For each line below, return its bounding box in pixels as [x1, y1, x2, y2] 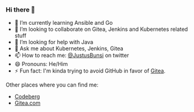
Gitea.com [14, 99, 41, 107]
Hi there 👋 [5, 5, 36, 14]
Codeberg [14, 93, 40, 100]
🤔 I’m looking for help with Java [14, 39, 94, 46]
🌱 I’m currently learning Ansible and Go [14, 19, 113, 27]
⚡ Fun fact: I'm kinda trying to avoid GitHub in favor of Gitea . [14, 67, 165, 74]
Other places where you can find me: [5, 81, 99, 88]
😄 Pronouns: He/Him [14, 61, 68, 68]
